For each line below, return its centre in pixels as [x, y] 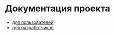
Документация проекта [57, 9]
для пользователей [33, 22]
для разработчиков [33, 27]
